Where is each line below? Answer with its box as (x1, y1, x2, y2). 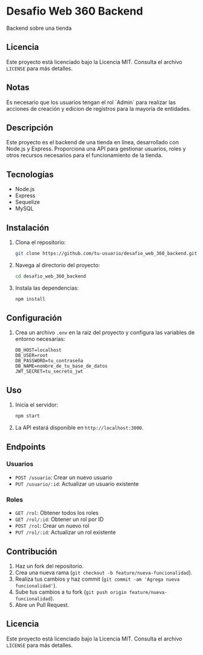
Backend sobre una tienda (6, 24, 72, 32)
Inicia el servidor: (15, 401, 59, 408)
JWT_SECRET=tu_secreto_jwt (15, 368, 84, 375)
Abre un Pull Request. (15, 601, 70, 608)
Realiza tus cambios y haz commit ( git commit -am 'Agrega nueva (15, 575, 180, 583)
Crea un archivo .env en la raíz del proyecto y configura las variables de (15, 329, 195, 336)
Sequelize (15, 198, 41, 206)
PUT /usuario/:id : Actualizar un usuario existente (15, 480, 139, 488)
